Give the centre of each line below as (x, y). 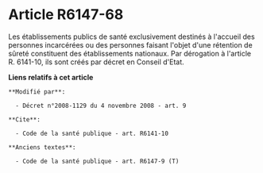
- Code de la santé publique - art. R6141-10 (92, 133)
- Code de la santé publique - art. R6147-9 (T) (97, 161)
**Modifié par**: (37, 92)
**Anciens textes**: (43, 147)
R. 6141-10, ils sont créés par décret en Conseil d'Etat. (96, 62)
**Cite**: (25, 119)
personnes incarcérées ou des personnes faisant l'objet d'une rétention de (130, 44)
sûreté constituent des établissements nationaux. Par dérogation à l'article (130, 53)
